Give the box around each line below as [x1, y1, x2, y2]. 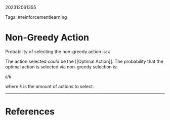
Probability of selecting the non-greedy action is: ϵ [5, 48, 110, 55]
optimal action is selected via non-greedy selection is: [5, 63, 118, 70]
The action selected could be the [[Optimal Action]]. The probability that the [5, 58, 163, 64]
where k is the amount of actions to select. [5, 83, 94, 89]
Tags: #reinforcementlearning [5, 14, 67, 20]
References [5, 106, 55, 117]
